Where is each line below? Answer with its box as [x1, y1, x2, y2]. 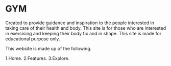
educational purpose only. [5, 36, 60, 42]
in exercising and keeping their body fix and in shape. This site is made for [5, 30, 162, 36]
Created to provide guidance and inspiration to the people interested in [5, 20, 154, 26]
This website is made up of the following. [5, 45, 92, 51]
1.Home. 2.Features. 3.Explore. [5, 55, 70, 61]
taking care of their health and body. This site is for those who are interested [5, 25, 166, 31]
